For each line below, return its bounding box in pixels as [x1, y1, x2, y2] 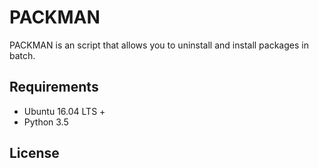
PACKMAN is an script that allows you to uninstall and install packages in [9, 39, 309, 51]
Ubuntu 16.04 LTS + [23, 105, 106, 117]
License [9, 145, 60, 162]
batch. [9, 49, 36, 61]
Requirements [9, 79, 99, 96]
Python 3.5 [23, 116, 69, 128]
